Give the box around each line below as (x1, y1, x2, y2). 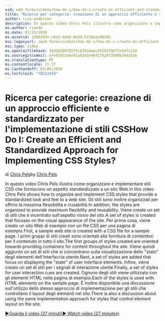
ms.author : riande (5, 26, 43, 30)
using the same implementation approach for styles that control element (5, 295, 151, 301)
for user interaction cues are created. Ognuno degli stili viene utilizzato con (5, 269, 157, 275)
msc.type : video (5, 44, 38, 49)
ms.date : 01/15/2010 (5, 30, 48, 35)
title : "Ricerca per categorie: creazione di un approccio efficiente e (5, 12, 157, 17)
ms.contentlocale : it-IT (5, 62, 56, 67)
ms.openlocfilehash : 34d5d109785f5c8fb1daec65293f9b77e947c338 (5, 48, 137, 53)
